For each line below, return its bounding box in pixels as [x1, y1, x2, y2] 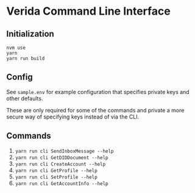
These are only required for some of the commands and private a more [6, 106, 185, 114]
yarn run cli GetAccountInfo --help [15, 180, 108, 187]
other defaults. [6, 95, 43, 102]
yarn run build [6, 56, 45, 62]
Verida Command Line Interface [6, 4, 171, 18]
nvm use [6, 45, 26, 51]
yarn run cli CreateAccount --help [15, 161, 106, 167]
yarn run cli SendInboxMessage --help [15, 148, 114, 154]
